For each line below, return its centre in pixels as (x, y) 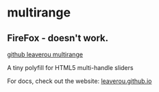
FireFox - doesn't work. (58, 38)
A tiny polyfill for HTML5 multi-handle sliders (70, 68)
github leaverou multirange (45, 54)
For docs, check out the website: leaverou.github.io (79, 81)
